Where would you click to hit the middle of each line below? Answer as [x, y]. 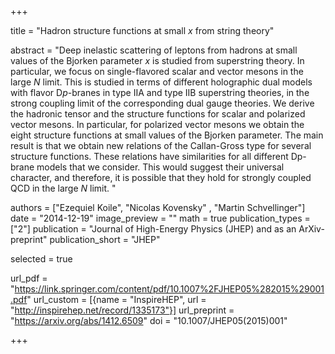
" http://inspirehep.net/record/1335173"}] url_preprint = [122, 310]
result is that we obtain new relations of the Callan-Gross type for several [161, 145]
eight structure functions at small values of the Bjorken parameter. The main [167, 135]
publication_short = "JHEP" [105, 239]
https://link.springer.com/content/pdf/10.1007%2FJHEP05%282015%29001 [169, 289]
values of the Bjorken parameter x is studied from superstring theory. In [157, 60]
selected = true [41, 259]
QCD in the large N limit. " [63, 188]
